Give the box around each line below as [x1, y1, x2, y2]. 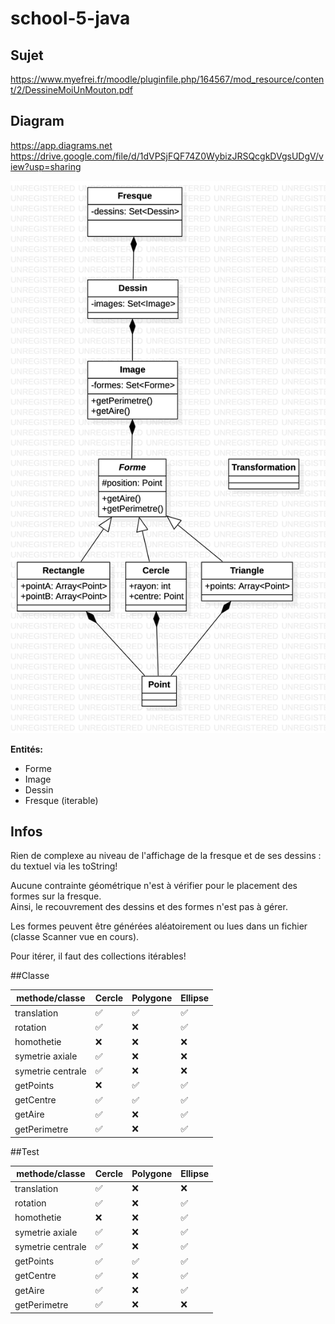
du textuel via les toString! [10, 860, 118, 872]
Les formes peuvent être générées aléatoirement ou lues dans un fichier [10, 920, 308, 932]
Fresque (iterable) [24, 794, 99, 806]
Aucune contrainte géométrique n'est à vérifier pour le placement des [10, 880, 298, 892]
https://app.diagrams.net [10, 139, 113, 151]
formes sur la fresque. [10, 890, 102, 902]
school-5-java [10, 7, 131, 30]
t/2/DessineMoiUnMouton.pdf [10, 84, 133, 96]
